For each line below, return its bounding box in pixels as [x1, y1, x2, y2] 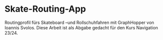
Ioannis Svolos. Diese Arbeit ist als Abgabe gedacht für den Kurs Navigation [4, 24, 158, 30]
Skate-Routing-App [4, 3, 86, 15]
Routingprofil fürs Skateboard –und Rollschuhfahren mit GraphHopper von [4, 20, 154, 25]
